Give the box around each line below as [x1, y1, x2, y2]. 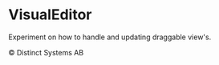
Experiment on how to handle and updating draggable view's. [8, 32, 212, 42]
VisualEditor [8, 6, 92, 24]
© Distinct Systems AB [8, 47, 84, 57]
